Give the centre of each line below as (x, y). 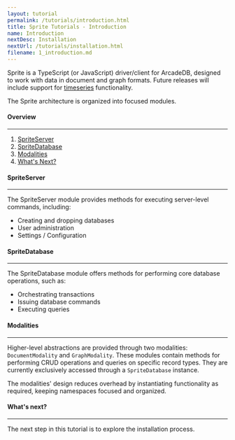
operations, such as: (37, 281)
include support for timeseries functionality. (70, 87)
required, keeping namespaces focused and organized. (87, 391)
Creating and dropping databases (66, 220)
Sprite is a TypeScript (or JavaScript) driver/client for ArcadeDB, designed (114, 72)
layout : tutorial (33, 14)
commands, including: (39, 207)
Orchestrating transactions (56, 294)
